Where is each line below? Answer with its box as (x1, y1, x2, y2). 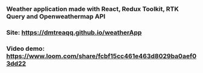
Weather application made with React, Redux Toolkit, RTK (6, 5, 179, 13)
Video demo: (6, 44, 45, 53)
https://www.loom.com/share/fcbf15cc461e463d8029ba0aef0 (6, 51, 197, 60)
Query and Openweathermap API (6, 12, 106, 20)
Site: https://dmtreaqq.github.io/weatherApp (6, 28, 142, 36)
